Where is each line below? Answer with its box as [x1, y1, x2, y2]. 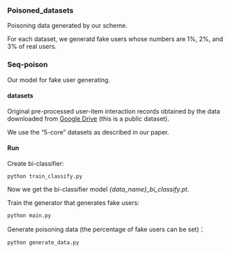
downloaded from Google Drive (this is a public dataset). [7, 114, 169, 123]
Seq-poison [7, 60, 48, 70]
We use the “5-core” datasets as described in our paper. [7, 128, 169, 136]
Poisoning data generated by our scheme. [7, 22, 128, 30]
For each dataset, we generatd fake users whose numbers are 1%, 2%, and [7, 35, 224, 43]
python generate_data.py [7, 239, 79, 246]
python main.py [7, 212, 52, 219]
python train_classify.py [7, 173, 82, 180]
